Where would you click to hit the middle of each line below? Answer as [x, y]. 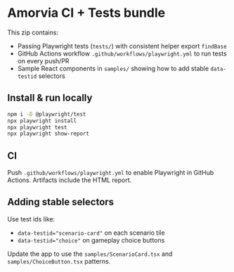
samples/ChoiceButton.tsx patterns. [59, 261]
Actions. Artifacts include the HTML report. [70, 180]
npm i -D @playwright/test [47, 114]
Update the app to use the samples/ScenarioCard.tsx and [90, 254]
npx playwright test [38, 127]
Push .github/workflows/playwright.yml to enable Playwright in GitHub [111, 173]
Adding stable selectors [61, 202]
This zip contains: [33, 32]
